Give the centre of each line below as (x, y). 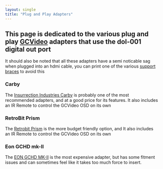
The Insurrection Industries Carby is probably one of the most (67, 95)
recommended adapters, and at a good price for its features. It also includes (81, 100)
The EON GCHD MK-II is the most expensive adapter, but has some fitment (80, 157)
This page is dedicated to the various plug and (77, 34)
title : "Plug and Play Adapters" (39, 14)
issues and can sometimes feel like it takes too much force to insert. (73, 163)
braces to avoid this (25, 72)
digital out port (28, 49)
